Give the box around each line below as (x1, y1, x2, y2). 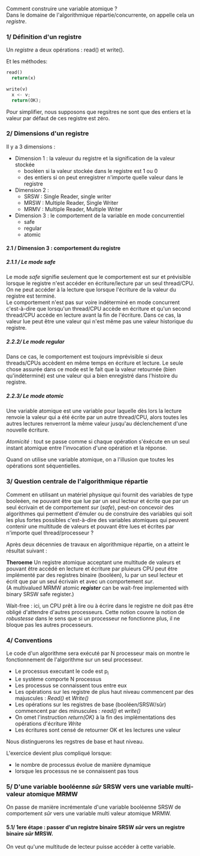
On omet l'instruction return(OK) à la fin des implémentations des (14, 714, 176, 721)
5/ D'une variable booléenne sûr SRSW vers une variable (6, 782, 175, 791)
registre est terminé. (6, 293, 56, 300)
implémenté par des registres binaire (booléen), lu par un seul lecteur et (6, 571, 184, 578)
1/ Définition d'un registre (6, 32, 82, 41)
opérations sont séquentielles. (6, 462, 81, 469)
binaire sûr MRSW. (6, 830, 54, 837)
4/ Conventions (6, 636, 53, 644)
